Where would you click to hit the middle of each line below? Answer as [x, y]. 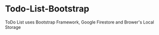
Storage [13, 27]
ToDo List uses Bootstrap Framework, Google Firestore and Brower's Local [79, 22]
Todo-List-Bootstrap [47, 9]
